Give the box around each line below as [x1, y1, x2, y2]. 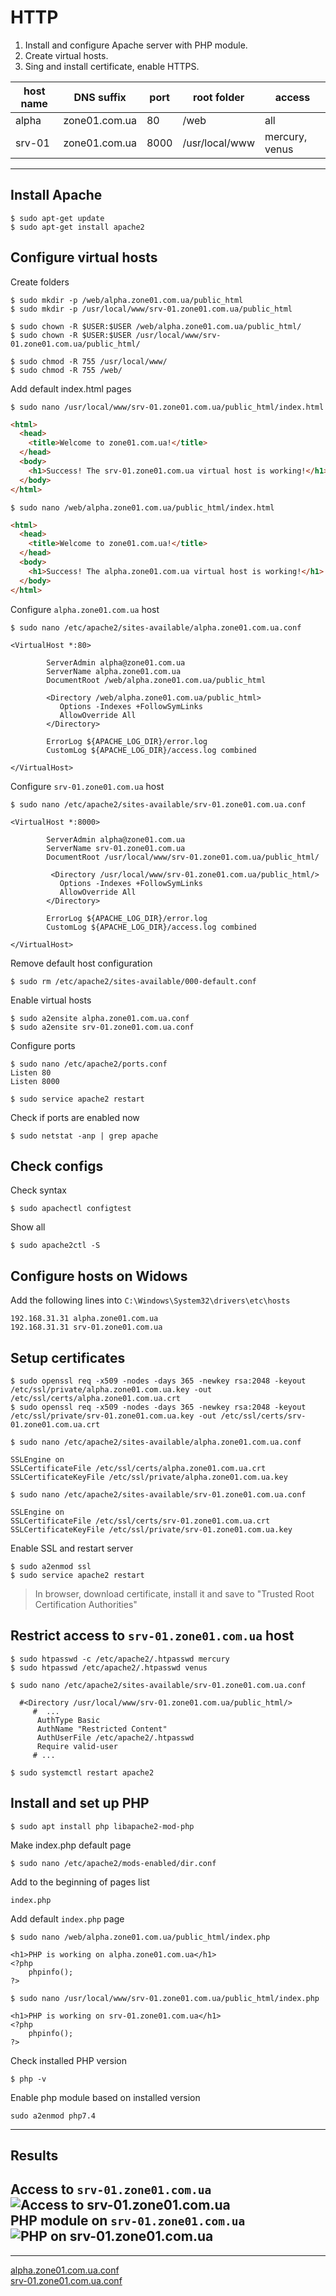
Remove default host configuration [10, 957, 153, 969]
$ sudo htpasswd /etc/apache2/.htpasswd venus [10, 1662, 208, 1673]
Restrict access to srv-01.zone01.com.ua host [10, 1627, 295, 1645]
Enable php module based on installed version [10, 2091, 201, 2103]
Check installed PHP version [10, 2054, 127, 2066]
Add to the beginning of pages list [10, 1876, 150, 1888]
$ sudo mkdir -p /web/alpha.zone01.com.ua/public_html [10, 295, 244, 305]
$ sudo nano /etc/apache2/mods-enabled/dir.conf [10, 1858, 217, 1868]
